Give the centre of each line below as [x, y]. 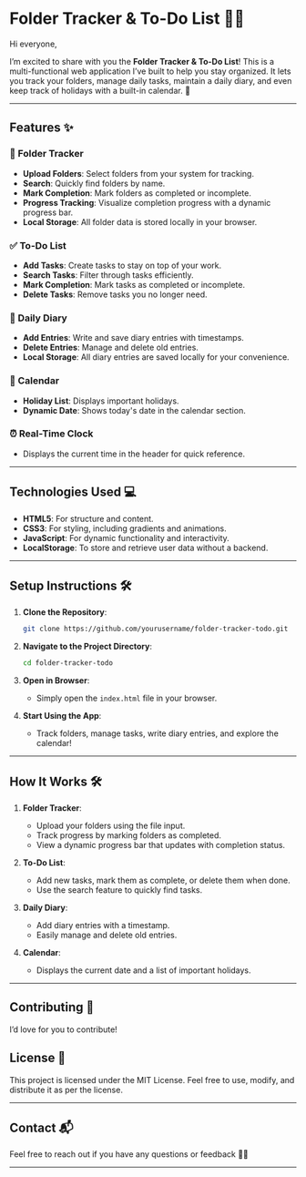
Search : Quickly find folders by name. [94, 183]
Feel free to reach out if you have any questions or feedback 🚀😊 [129, 1154]
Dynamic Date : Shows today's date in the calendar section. [134, 410]
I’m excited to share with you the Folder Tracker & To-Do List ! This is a [142, 61]
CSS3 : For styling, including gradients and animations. [124, 528]
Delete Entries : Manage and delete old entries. [110, 348]
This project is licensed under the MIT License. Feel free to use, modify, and [152, 1080]
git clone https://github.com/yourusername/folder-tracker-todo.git [155, 629]
